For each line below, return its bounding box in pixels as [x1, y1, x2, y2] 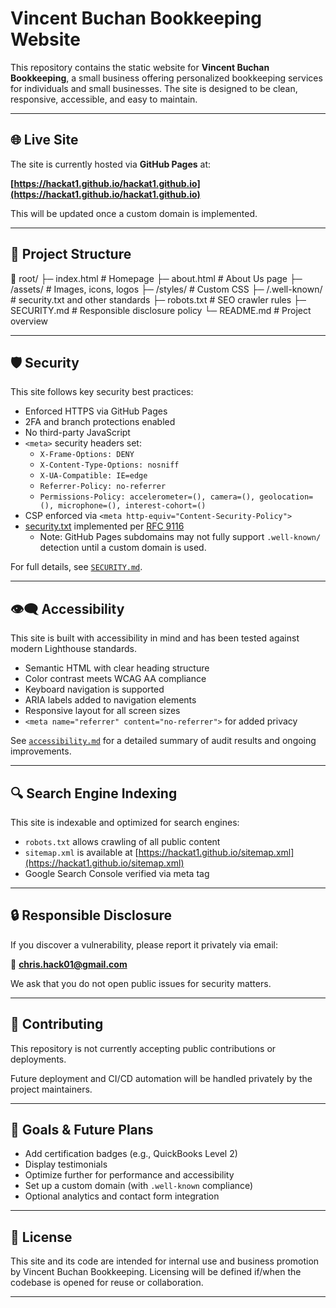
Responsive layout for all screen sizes [24, 705, 181, 717]
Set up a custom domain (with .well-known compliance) [24, 1180, 254, 1192]
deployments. [10, 1053, 67, 1065]
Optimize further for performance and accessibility [24, 1169, 235, 1181]
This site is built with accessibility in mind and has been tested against [10, 632, 300, 644]
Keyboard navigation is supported [24, 683, 165, 696]
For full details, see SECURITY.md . [10, 561, 143, 573]
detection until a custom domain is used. [39, 542, 207, 554]
